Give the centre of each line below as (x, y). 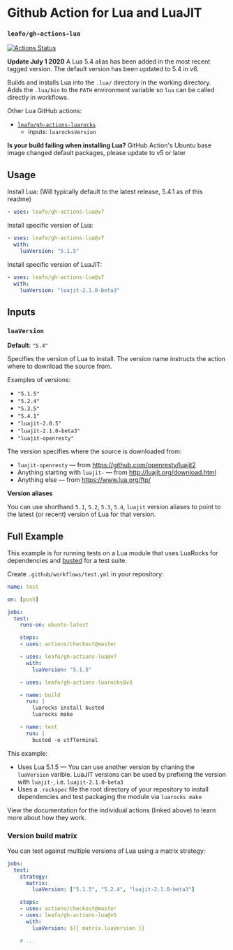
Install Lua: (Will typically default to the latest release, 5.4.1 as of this (105, 192)
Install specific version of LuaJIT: (55, 264)
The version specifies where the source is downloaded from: (95, 451)
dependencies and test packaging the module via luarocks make (110, 796)
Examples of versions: (39, 380)
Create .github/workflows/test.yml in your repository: (85, 573)
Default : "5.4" (28, 345)
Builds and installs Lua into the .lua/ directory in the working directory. (109, 82)
